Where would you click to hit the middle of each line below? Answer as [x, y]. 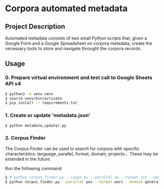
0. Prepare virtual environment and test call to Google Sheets [79, 77]
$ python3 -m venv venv [29, 94]
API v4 [13, 84]
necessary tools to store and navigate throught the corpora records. [73, 48]
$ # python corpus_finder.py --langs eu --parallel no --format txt [76, 177]
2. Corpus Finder [25, 138]
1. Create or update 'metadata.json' [48, 115]
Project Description [35, 27]
